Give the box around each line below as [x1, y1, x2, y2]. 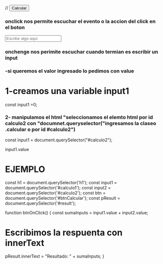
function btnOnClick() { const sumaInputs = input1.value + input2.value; [5, 210, 148, 216]
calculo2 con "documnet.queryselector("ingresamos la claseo [5, 120, 157, 127]
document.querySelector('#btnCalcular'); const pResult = [5, 195, 121, 201]
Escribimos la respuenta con [5, 227, 123, 238]
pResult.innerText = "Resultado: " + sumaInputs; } [5, 253, 105, 259]
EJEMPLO [5, 164, 45, 175]
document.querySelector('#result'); [5, 200, 76, 207]
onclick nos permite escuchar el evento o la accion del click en [5, 18, 156, 24]
